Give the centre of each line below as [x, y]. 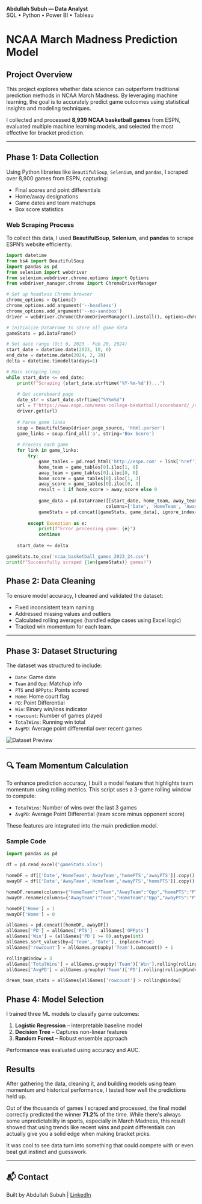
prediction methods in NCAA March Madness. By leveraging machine [92, 95]
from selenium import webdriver [47, 272]
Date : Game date [35, 677]
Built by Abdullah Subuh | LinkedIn [49, 1194]
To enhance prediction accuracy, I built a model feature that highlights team [100, 783]
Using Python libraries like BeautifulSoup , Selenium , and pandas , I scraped [97, 172]
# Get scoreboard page [45, 394]
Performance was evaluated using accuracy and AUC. [73, 1050]
